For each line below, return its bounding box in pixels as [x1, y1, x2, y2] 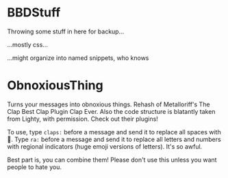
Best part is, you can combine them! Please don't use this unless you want [7, 155, 217, 164]
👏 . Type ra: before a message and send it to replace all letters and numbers [7, 135, 221, 143]
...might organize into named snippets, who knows [7, 53, 149, 62]
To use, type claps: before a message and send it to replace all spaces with [7, 128, 221, 136]
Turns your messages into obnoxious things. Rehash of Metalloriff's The [7, 100, 210, 108]
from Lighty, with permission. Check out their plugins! [7, 115, 159, 123]
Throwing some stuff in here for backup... [7, 27, 125, 35]
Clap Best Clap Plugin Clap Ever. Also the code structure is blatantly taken [7, 107, 216, 115]
